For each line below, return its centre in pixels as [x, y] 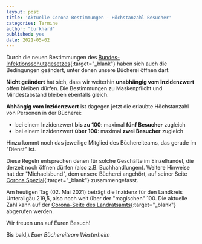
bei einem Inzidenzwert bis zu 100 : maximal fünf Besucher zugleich [100, 124]
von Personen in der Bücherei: [44, 113]
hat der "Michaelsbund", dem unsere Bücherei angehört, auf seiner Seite [97, 174]
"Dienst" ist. [21, 149]
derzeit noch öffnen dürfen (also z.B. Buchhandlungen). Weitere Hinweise [98, 167]
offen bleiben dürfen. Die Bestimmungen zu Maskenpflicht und [84, 88]
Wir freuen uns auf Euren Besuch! [48, 223]
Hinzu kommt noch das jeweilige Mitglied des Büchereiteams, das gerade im [101, 143]
